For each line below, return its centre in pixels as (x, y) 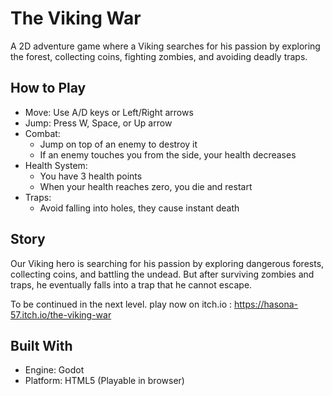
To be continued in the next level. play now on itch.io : (121, 304)
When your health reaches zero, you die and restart (146, 186)
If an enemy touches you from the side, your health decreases (168, 154)
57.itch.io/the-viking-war (61, 314)
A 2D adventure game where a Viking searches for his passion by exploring (165, 46)
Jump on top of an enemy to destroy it (118, 144)
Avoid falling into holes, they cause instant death (139, 208)
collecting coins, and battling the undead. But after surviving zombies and (162, 274)
